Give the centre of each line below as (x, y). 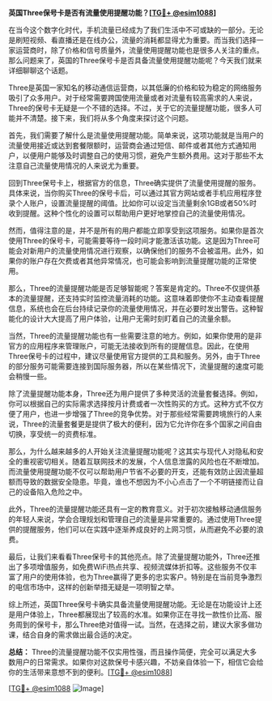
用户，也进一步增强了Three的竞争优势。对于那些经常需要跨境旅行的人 (138, 414)
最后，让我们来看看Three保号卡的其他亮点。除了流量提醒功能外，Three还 (131, 557)
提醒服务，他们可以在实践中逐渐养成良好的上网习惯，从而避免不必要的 (139, 529)
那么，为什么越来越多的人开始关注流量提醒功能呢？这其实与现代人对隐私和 (132, 451)
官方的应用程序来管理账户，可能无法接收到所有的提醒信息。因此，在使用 (129, 346)
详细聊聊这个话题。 (40, 71)
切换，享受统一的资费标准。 (55, 434)
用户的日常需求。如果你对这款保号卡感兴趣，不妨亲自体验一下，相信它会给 (139, 662)
